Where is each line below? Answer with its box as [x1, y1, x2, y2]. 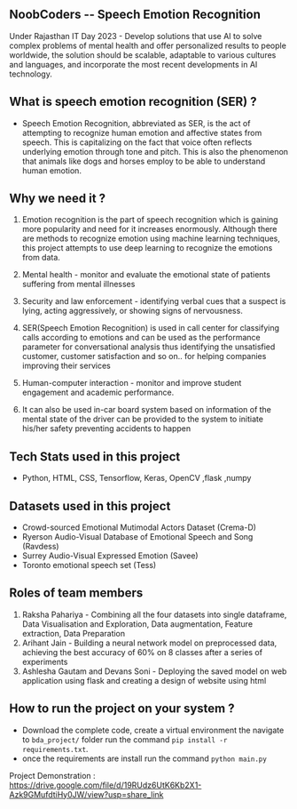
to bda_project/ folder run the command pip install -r [21, 733, 228, 745]
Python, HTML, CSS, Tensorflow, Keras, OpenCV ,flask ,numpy [21, 473, 252, 484]
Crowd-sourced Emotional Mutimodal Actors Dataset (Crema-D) [21, 522, 257, 533]
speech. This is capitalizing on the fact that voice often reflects [21, 137, 253, 148]
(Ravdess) [21, 541, 59, 552]
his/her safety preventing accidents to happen [21, 423, 191, 434]
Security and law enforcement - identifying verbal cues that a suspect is [21, 296, 286, 307]
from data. [21, 252, 60, 263]
